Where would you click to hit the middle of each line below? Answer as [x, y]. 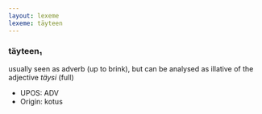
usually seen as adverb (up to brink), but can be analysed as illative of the [131, 68]
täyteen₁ [25, 51]
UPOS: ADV [39, 92]
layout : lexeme [34, 16]
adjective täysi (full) [41, 77]
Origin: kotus [41, 101]
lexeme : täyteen [35, 23]
